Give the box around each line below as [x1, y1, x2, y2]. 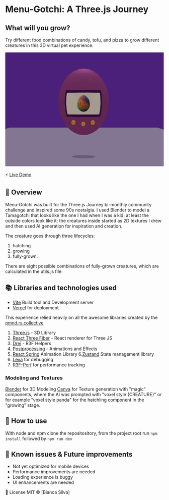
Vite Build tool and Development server [12, 299, 94, 306]
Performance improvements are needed [12, 469, 96, 475]
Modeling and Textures [5, 374, 63, 381]
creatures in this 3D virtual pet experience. [5, 42, 94, 48]
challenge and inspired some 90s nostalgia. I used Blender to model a [5, 207, 150, 213]
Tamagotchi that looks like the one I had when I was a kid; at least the [5, 212, 149, 218]
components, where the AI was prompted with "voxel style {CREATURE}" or [5, 391, 162, 397]
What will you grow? [5, 24, 70, 32]
